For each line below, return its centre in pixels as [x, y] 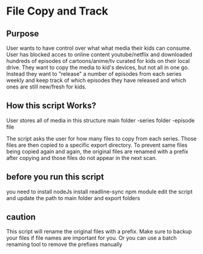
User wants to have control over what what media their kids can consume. [99, 48]
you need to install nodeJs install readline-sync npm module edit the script [99, 192]
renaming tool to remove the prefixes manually [64, 244]
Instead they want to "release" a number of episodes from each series [94, 74]
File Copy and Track [57, 11]
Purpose [23, 34]
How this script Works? [51, 106]
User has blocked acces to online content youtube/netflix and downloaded [99, 55]
